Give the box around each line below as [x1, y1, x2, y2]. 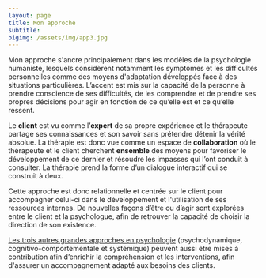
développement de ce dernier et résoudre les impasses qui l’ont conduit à [8, 155, 249, 164]
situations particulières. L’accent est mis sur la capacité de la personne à [8, 81, 245, 90]
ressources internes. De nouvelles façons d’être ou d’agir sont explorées [8, 203, 245, 213]
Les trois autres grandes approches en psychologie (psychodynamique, [8, 235, 243, 245]
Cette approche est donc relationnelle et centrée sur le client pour [8, 186, 223, 196]
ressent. [8, 106, 36, 115]
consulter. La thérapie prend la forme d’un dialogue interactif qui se [8, 163, 228, 172]
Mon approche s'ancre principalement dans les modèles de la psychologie [8, 55, 252, 65]
